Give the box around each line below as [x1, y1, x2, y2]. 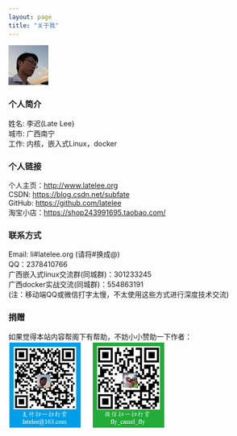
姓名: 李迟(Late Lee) [8, 118, 75, 128]
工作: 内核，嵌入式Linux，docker [8, 138, 118, 148]
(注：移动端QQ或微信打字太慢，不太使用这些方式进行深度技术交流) [8, 290, 230, 299]
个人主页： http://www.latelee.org [8, 181, 118, 191]
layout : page [8, 13, 52, 21]
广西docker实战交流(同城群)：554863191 [8, 280, 143, 290]
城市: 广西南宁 [8, 129, 55, 138]
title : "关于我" [8, 21, 60, 30]
